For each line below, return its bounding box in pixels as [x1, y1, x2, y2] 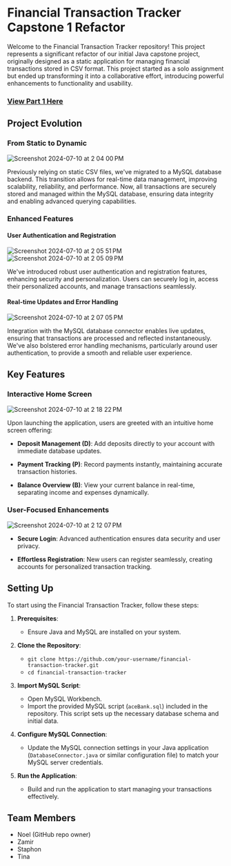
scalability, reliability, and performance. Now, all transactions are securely [7, 182, 217, 191]
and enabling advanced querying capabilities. [7, 197, 137, 205]
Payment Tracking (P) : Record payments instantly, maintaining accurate [17, 460, 223, 468]
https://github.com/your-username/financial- [58, 655, 192, 663]
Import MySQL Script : [17, 681, 81, 689]
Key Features [7, 368, 66, 381]
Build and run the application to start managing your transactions [27, 784, 212, 793]
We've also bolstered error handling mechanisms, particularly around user [7, 341, 218, 350]
